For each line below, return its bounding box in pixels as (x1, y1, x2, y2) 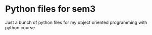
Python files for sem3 (5, 3, 96, 15)
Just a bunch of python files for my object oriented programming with (5, 19, 148, 25)
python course (5, 24, 35, 30)
